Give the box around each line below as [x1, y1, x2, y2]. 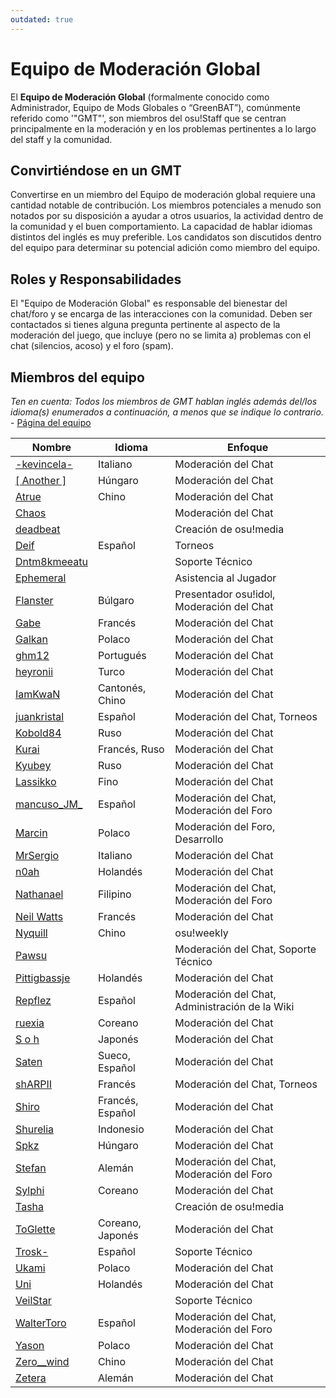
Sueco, [97, 1049, 132, 1062]
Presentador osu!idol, [174, 587, 276, 601]
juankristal [15, 710, 65, 723]
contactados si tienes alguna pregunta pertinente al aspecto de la [10, 319, 281, 331]
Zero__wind [15, 1355, 70, 1368]
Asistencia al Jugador [174, 571, 277, 585]
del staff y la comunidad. [10, 133, 113, 145]
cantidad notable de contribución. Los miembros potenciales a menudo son [10, 199, 322, 211]
